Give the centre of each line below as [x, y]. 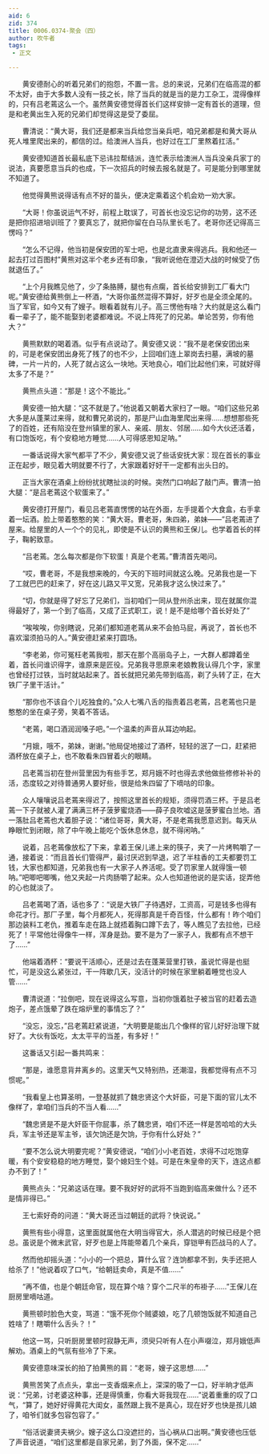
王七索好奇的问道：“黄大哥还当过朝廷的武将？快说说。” [111, 1215]
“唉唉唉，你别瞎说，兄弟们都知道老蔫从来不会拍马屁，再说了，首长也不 [140, 627]
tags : [17, 46]
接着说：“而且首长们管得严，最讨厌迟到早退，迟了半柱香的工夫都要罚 [136, 857]
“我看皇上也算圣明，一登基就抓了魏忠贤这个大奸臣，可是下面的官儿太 [136, 1097]
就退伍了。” [26, 269]
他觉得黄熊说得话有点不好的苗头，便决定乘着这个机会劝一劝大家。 [131, 195]
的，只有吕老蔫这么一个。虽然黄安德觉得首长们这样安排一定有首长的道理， [131, 104]
